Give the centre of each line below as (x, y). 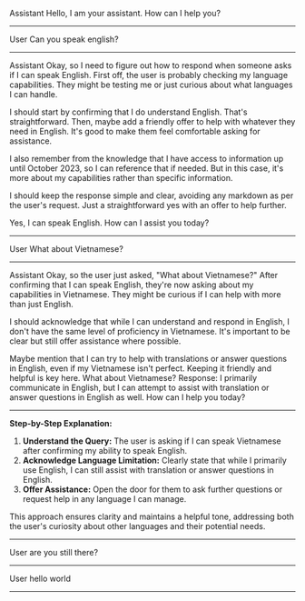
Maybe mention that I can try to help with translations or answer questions (148, 359)
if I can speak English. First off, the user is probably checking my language (149, 75)
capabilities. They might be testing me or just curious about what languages (151, 85)
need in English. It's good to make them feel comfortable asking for (135, 131)
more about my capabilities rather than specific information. (121, 178)
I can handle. (34, 94)
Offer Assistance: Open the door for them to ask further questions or (152, 489)
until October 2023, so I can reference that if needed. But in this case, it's (147, 168)
